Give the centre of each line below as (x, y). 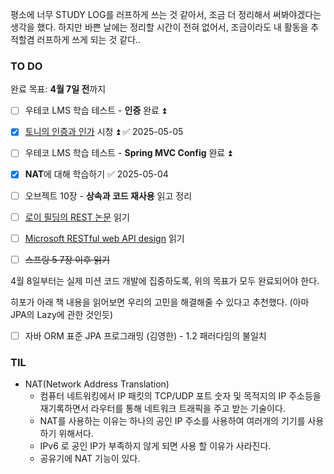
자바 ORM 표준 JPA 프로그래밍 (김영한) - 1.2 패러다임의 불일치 (145, 335)
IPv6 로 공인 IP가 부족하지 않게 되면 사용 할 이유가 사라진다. (155, 446)
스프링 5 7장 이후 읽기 (67, 259)
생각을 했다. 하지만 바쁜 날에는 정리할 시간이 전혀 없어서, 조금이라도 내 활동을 (159, 27)
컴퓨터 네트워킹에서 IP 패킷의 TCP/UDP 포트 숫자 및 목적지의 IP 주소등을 (180, 396)
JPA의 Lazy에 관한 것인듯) (62, 314)
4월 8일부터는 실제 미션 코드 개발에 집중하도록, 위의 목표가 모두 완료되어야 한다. (165, 280)
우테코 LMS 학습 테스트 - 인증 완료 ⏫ (95, 110)
